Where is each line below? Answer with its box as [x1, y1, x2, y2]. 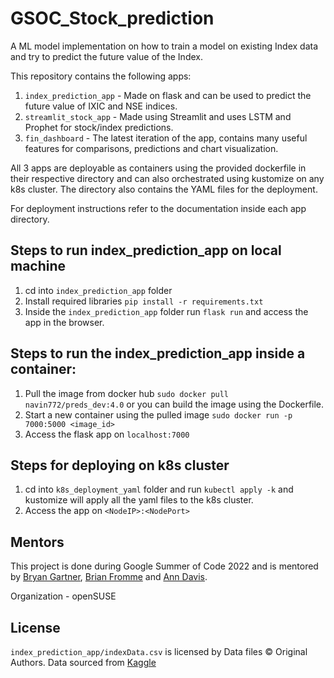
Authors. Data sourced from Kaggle [10, 657, 157, 668]
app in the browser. [24, 316, 105, 328]
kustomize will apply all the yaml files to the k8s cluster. [24, 494, 254, 506]
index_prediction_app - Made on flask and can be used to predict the [24, 89, 312, 101]
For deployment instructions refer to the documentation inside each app [10, 202, 307, 214]
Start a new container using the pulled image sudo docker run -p [24, 408, 293, 421]
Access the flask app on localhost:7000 [24, 428, 190, 440]
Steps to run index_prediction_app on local [10, 242, 282, 259]
